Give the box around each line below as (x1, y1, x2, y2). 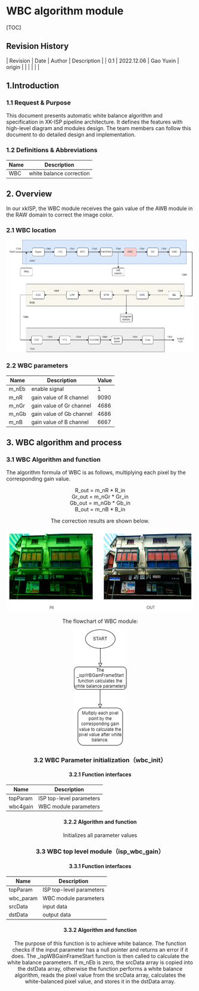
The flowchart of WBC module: (62, 618, 138, 625)
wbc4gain (8, 802, 34, 810)
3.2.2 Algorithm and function (63, 818, 137, 825)
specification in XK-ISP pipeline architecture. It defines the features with (6, 118, 183, 126)
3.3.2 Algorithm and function (63, 927, 137, 934)
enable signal (31, 385, 64, 393)
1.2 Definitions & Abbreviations (6, 146, 98, 155)
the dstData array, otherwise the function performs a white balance (17, 965, 183, 972)
